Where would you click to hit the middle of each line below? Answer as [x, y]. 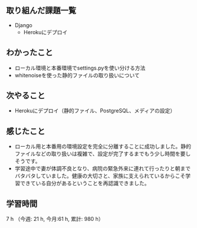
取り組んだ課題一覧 [41, 11]
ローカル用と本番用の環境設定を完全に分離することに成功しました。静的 [103, 147]
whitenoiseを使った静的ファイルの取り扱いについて [77, 75]
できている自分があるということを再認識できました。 [85, 183]
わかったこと [30, 53]
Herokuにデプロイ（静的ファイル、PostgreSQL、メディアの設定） [95, 111]
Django [23, 25]
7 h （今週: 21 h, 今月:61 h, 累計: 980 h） [55, 219]
